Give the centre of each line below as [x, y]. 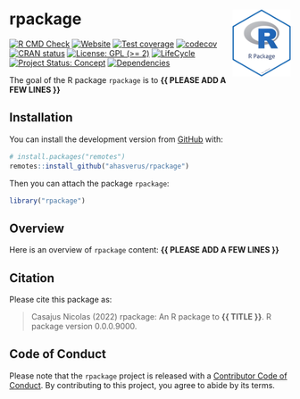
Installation [41, 117]
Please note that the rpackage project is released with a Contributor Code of [148, 376]
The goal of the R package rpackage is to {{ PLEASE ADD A [118, 79]
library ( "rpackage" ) [48, 201]
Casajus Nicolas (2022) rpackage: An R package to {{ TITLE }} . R [151, 316]
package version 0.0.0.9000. [84, 326]
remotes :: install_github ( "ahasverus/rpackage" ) [100, 166]
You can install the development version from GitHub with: [116, 139]
